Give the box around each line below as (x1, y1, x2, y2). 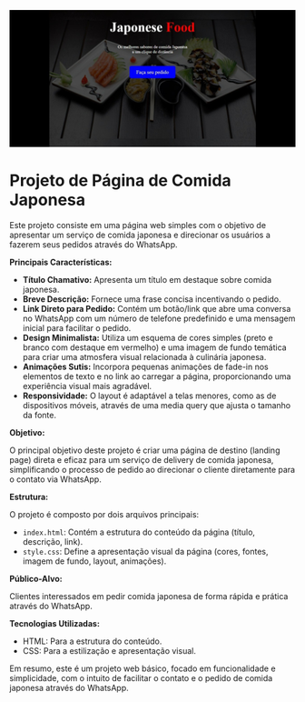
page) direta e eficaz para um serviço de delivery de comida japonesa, (9, 454, 274, 465)
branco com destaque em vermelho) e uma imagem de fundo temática (22, 342, 288, 353)
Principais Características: (9, 256, 113, 267)
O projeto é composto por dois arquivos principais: (9, 508, 200, 519)
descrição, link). (22, 536, 84, 547)
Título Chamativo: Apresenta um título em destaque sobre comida (22, 274, 272, 285)
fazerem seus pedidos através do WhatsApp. (9, 238, 179, 250)
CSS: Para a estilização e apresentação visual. (22, 645, 197, 656)
